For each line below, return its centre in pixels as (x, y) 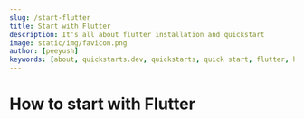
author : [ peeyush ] (44, 51)
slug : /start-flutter (50, 18)
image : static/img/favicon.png (68, 43)
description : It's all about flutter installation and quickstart (137, 34)
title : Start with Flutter (60, 26)
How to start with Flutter (103, 104)
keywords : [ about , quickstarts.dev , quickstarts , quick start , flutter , (149, 59)
